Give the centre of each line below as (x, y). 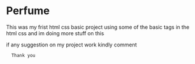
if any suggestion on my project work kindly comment (71, 45)
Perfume (28, 11)
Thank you (23, 55)
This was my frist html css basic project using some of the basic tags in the (98, 27)
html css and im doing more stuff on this (55, 33)
